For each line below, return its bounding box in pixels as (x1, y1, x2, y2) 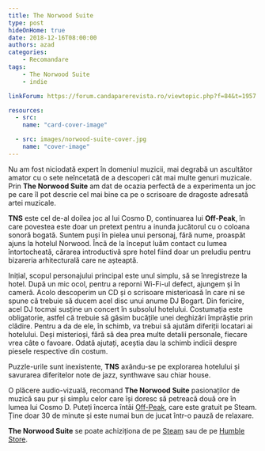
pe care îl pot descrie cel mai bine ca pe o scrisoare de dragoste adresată (8, 189, 249, 199)
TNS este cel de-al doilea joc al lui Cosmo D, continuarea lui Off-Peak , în (8, 213, 246, 222)
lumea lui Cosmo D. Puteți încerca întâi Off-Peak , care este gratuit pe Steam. (8, 402, 257, 411)
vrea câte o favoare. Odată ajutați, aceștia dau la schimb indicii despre (8, 338, 237, 347)
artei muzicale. (8, 198, 57, 207)
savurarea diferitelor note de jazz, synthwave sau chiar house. (8, 370, 211, 380)
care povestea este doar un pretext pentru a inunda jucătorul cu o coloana (8, 222, 251, 231)
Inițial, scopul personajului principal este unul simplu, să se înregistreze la (8, 271, 248, 280)
